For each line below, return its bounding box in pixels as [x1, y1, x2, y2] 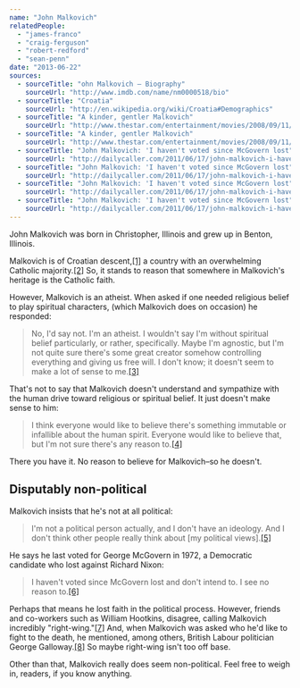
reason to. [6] [30, 586, 79, 597]
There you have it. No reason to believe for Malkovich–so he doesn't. [9, 456, 262, 466]
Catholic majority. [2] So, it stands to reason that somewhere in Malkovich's [9, 264, 286, 275]
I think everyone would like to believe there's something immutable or [30, 419, 287, 430]
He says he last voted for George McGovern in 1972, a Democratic [9, 550, 253, 560]
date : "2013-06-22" [9, 63, 82, 72]
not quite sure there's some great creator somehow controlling [30, 347, 262, 357]
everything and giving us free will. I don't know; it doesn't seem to [30, 357, 274, 367]
